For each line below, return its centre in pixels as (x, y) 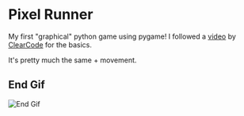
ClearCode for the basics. (50, 44)
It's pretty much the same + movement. (72, 60)
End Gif (27, 85)
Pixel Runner (51, 15)
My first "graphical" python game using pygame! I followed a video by (122, 36)
